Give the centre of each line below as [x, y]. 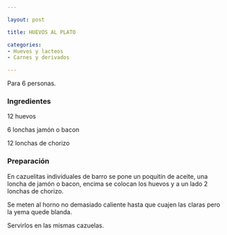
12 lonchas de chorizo [39, 143]
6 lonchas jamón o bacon [43, 130]
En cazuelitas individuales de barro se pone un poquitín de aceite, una [108, 176]
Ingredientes [29, 101]
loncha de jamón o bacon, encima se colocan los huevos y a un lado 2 [108, 184]
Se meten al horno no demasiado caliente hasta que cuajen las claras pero [114, 204]
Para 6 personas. [32, 83]
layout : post [26, 19]
